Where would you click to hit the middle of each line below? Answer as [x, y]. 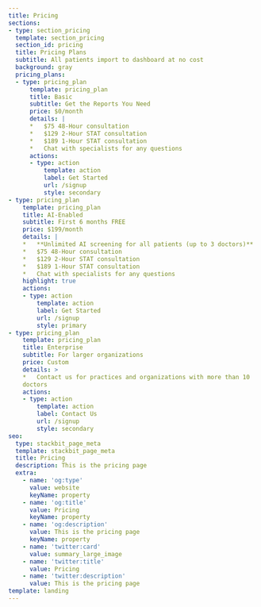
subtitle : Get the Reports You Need [90, 104]
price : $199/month [53, 230]
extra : [26, 473]
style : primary [62, 325]
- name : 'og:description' [65, 524]
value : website [54, 488]
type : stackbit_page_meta [58, 444]
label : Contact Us [67, 414]
